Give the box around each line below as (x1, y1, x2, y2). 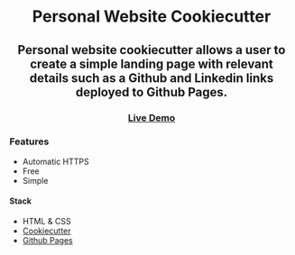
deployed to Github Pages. (75, 84, 228, 100)
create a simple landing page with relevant (30, 56, 273, 71)
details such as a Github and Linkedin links (29, 70, 274, 86)
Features (9, 135, 50, 148)
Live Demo (127, 111, 176, 123)
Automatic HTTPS (22, 156, 90, 167)
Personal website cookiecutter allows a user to (17, 42, 286, 58)
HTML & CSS (22, 216, 71, 226)
